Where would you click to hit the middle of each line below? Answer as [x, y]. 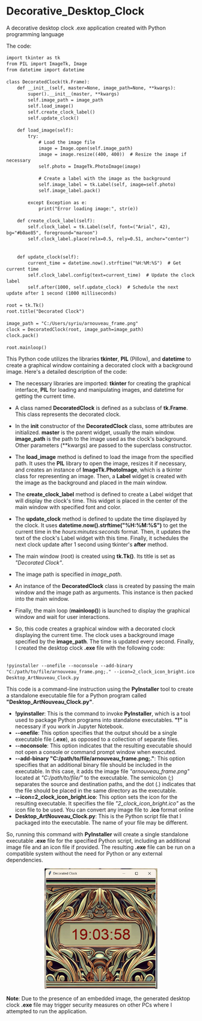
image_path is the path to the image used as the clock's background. [101, 438]
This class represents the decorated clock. [68, 414]
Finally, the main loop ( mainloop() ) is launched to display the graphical [103, 610]
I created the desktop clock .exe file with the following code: [90, 648]
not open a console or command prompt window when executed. [96, 752]
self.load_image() [51, 106]
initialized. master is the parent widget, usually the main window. [95, 432]
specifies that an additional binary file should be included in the [93, 764]
